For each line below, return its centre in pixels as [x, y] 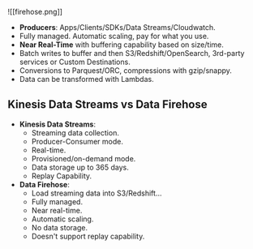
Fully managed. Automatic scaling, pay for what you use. [114, 36]
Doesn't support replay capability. [88, 236]
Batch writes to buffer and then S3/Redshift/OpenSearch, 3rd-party [132, 53]
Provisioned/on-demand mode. [84, 158]
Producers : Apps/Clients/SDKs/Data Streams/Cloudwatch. [117, 27]
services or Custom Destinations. [75, 62]
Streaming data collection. [75, 132]
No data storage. [60, 227]
